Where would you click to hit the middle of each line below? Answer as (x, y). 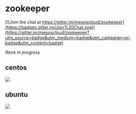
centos (16, 68)
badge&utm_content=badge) (34, 43)
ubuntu (17, 95)
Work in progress (23, 52)
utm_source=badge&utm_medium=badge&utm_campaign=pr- (68, 38)
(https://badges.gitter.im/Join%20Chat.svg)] (50, 27)
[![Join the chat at (23, 22)
